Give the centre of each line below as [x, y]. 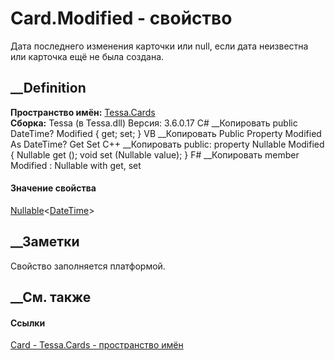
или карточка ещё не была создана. [87, 56]
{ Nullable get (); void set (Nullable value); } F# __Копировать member [155, 154]
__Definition [48, 88]
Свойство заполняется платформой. [88, 266]
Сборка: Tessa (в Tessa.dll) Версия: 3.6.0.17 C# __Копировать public [154, 123]
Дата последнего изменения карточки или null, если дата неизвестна [159, 46]
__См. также [51, 297]
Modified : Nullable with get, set [76, 165]
